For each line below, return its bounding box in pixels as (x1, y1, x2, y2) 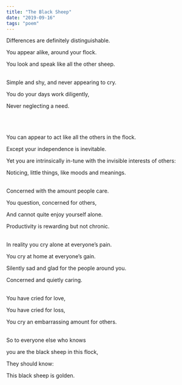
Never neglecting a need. (6, 102, 70, 110)
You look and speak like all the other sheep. (6, 60, 115, 68)
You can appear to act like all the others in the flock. (6, 133, 136, 141)
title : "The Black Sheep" (6, 9, 72, 15)
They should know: (6, 360, 54, 367)
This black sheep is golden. (6, 372, 75, 380)
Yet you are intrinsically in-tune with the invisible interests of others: (6, 157, 176, 164)
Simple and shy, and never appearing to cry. (6, 79, 117, 86)
